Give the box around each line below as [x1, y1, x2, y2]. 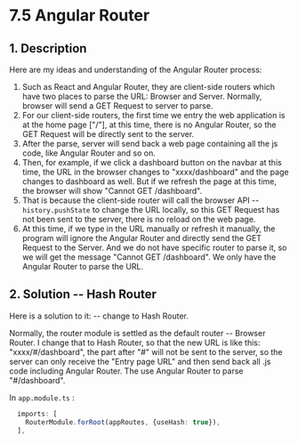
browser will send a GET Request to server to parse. [21, 101, 213, 111]
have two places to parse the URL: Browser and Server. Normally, [21, 91, 262, 101]
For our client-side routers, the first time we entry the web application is [21, 110, 286, 120]
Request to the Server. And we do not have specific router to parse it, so [21, 242, 287, 253]
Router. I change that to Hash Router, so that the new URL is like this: [9, 337, 261, 348]
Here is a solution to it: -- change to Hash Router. [9, 310, 189, 321]
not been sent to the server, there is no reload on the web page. [21, 214, 256, 224]
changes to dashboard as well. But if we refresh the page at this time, [21, 176, 278, 187]
